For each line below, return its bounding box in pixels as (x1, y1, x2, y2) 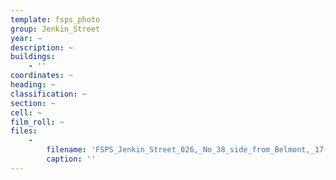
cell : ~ (10, 107, 43, 118)
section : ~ (10, 98, 56, 108)
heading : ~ (10, 80, 56, 90)
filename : (46, 145, 87, 155)
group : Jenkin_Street (10, 24, 101, 34)
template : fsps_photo (10, 14, 101, 25)
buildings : (10, 52, 56, 62)
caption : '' (46, 154, 97, 164)
